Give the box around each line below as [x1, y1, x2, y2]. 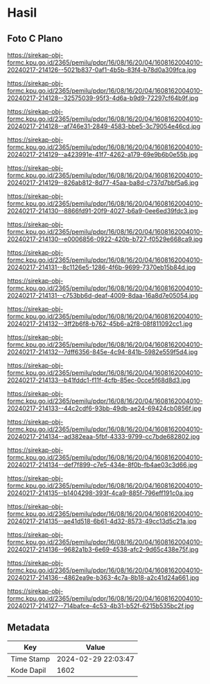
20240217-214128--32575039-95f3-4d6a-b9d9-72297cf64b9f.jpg [7, 94, 199, 102]
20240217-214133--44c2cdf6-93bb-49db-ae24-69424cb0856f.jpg [7, 404, 202, 412]
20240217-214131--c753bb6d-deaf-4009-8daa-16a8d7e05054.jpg [7, 292, 199, 299]
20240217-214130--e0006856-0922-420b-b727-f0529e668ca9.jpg [7, 235, 203, 243]
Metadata [7, 622, 50, 633]
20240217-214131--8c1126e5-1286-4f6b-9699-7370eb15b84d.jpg [7, 263, 196, 272]
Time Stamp [10, 654, 51, 664]
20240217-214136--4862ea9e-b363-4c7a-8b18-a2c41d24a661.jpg [7, 574, 200, 581]
